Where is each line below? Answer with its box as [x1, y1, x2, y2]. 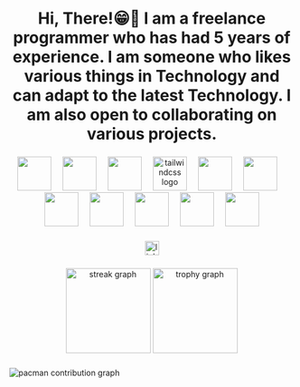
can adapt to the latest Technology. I [12, 85, 292, 106]
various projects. [86, 124, 218, 144]
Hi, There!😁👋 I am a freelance [37, 8, 267, 29]
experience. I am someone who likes [12, 47, 292, 67]
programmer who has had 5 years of [13, 27, 291, 48]
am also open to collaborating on [26, 104, 277, 125]
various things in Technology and [23, 66, 280, 87]
